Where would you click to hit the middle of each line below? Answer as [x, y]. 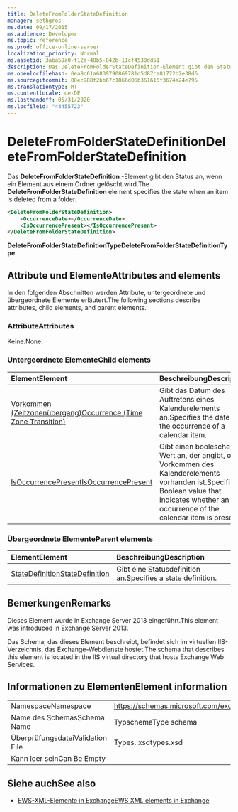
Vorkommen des [187, 464]
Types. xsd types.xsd [148, 742]
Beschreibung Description [161, 557]
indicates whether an [194, 500]
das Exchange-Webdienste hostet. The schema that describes [135, 649]
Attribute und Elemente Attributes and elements [114, 276]
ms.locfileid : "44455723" [45, 107]
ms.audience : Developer [42, 34]
